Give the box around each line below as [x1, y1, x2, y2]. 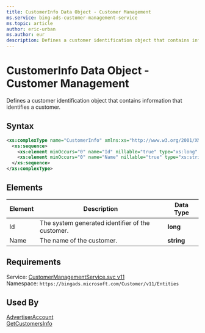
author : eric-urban [6, 26, 56, 32]
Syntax [6, 121, 34, 131]
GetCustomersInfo [6, 320, 53, 328]
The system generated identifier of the [39, 218, 150, 227]
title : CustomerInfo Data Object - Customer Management [6, 9, 151, 15]
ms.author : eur [6, 32, 45, 38]
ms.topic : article [6, 20, 53, 26]
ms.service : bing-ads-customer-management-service [6, 15, 138, 21]
